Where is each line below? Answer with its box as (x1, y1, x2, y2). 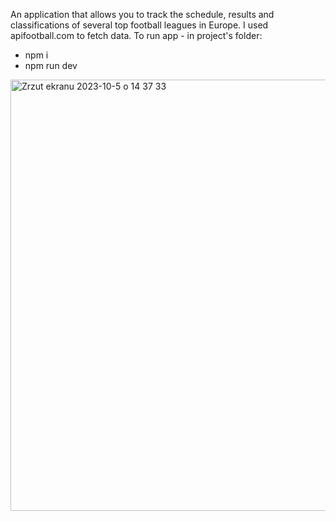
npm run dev (24, 60, 78, 71)
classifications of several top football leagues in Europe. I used (10, 19, 269, 31)
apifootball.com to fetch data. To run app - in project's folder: (10, 30, 263, 41)
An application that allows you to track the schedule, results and (10, 9, 275, 20)
